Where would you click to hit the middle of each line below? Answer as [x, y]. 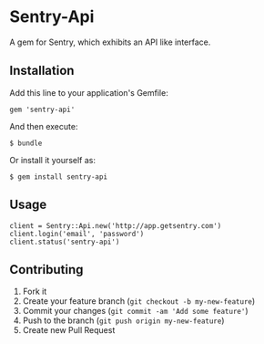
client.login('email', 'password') [77, 234]
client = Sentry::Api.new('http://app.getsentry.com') [116, 225]
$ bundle [26, 143]
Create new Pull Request [69, 330]
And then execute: [44, 126]
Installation [42, 71]
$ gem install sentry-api [58, 177]
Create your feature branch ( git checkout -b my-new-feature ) [139, 301]
